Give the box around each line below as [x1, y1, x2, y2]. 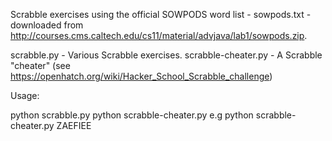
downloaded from [10, 19, 84, 31]
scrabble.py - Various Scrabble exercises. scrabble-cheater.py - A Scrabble [10, 49, 323, 61]
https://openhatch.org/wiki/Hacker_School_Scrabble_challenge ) [10, 70, 273, 82]
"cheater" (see [10, 60, 71, 71]
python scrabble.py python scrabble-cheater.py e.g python [10, 109, 254, 121]
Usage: [10, 90, 40, 101]
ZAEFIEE [56, 120, 92, 131]
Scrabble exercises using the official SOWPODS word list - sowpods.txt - [10, 9, 312, 20]
